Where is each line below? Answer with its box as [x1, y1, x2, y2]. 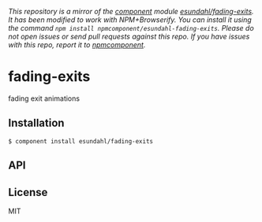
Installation [8, 117, 65, 130]
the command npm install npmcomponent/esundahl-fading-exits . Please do [8, 24, 254, 32]
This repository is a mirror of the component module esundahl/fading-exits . [8, 7, 254, 16]
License [8, 185, 48, 199]
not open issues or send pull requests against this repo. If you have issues [8, 31, 250, 41]
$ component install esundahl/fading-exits [8, 137, 154, 145]
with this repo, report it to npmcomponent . [8, 40, 146, 50]
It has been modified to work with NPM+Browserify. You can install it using [8, 15, 253, 24]
